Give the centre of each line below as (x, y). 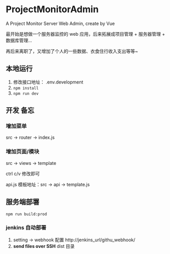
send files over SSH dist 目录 (44, 246)
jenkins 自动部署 (26, 228)
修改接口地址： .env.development (48, 82)
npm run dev (26, 93)
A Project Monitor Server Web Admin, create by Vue (60, 23)
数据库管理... (19, 40)
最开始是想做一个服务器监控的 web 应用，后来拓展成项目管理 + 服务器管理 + (86, 34)
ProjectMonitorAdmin (52, 9)
